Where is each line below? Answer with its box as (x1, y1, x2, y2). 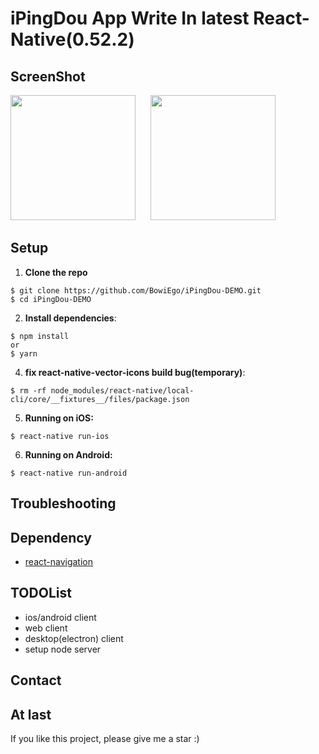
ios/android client (24, 611, 97, 623)
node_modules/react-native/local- (50, 385, 195, 396)
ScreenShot (10, 68, 86, 85)
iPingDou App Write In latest (10, 7, 250, 30)
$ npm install (10, 331, 70, 341)
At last (10, 706, 52, 723)
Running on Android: (24, 448, 113, 461)
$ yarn (10, 348, 38, 359)
